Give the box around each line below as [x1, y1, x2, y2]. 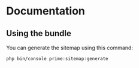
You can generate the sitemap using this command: [6, 44, 134, 51]
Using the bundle [6, 28, 72, 39]
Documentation [6, 4, 86, 18]
